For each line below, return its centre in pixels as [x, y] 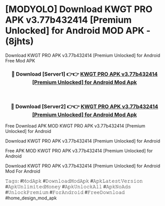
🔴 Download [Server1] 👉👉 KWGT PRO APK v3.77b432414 [85, 74]
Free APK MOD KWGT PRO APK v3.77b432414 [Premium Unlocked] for [79, 151]
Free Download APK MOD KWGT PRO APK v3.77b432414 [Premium [75, 126]
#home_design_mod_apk [31, 198]
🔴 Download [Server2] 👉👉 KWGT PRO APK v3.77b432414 [85, 107]
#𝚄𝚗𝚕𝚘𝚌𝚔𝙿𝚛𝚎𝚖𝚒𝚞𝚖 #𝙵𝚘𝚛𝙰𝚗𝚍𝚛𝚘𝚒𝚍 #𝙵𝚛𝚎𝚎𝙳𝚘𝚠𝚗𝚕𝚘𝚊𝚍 [65, 192]
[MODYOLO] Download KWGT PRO [79, 9]
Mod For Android [23, 171]
